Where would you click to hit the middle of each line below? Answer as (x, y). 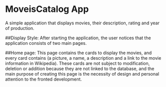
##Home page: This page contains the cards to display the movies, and (79, 53)
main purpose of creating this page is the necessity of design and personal (82, 74)
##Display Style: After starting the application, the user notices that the (78, 38)
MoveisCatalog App (47, 9)
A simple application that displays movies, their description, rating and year (82, 23)
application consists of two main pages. (46, 43)
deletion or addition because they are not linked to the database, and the (80, 69)
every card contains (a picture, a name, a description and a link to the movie (83, 58)
